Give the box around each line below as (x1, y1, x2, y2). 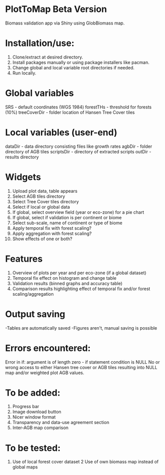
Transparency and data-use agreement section (12, 420, 110, 426)
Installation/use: (5, 37, 75, 49)
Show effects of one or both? (12, 236, 72, 242)
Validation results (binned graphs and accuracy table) (12, 280, 123, 286)
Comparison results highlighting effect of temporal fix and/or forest (12, 286, 151, 292)
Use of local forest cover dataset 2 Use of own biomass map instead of (12, 459, 159, 465)
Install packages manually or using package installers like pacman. (12, 59, 150, 65)
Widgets (5, 171, 41, 183)
